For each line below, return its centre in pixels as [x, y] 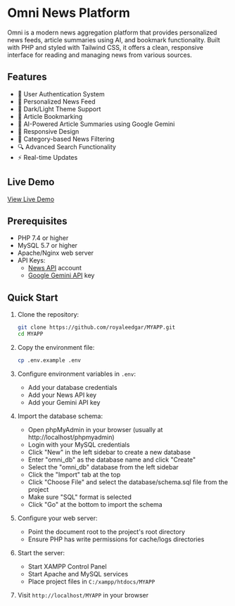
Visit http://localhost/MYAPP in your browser [83, 595]
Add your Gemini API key [64, 402]
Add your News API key [62, 395]
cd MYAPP [30, 334]
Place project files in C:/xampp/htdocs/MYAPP [91, 581]
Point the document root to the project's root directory [106, 531]
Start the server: [41, 553]
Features [27, 77]
